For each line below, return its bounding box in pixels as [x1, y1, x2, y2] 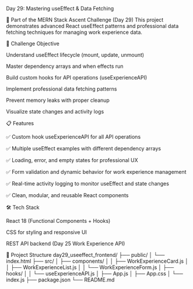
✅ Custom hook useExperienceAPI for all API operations [6, 133, 141, 140]
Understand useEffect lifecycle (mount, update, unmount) [6, 51, 145, 58]
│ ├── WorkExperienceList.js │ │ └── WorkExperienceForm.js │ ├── [6, 264, 174, 271]
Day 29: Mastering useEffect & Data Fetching [6, 5, 114, 12]
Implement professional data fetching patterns [6, 85, 117, 92]
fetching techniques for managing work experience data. [6, 29, 143, 36]
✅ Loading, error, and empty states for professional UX [6, 157, 138, 163]
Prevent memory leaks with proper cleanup [6, 97, 110, 104]
